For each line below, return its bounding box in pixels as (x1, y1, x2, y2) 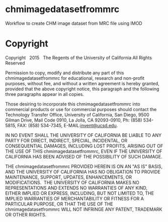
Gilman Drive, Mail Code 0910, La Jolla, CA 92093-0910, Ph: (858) (5, 117, 142, 123)
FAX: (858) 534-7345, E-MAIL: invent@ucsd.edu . (17, 122, 118, 128)
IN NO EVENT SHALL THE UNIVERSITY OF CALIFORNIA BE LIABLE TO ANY (5, 132, 162, 138)
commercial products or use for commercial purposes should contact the (5, 106, 157, 112)
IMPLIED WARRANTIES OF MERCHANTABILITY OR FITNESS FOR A (5, 195, 144, 201)
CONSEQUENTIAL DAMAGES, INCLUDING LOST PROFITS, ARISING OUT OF (5, 143, 163, 149)
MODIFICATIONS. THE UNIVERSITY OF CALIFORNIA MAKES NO (5, 179, 140, 185)
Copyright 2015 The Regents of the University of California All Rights (5, 54, 152, 61)
